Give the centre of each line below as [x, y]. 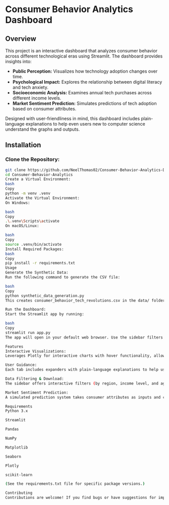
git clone [16, 170]
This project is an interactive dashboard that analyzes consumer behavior [81, 51]
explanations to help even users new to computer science [85, 124]
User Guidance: [21, 365]
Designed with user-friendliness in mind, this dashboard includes [72, 119]
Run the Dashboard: [26, 310]
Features [14, 347]
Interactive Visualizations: [36, 351]
